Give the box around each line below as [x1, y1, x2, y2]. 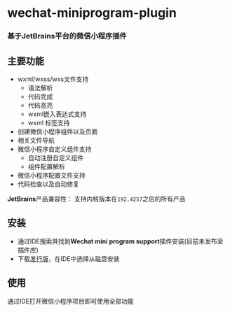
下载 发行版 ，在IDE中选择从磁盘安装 [17, 254, 121, 263]
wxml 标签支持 [27, 118, 70, 127]
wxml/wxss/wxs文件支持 [17, 75, 89, 83]
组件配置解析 [27, 162, 65, 171]
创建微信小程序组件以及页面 [17, 127, 98, 136]
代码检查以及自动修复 [17, 180, 79, 188]
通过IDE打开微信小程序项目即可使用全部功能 [7, 297, 135, 305]
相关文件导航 [17, 136, 55, 144]
